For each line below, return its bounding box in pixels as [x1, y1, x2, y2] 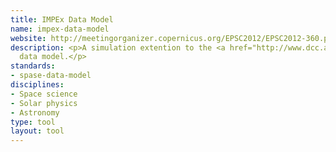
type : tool [10, 117, 56, 127]
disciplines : [10, 80, 65, 90]
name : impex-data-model [10, 24, 110, 34]
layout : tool [10, 126, 65, 136]
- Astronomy [10, 107, 60, 118]
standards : [10, 61, 56, 71]
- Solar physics [10, 98, 78, 108]
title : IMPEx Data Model [10, 14, 114, 25]
